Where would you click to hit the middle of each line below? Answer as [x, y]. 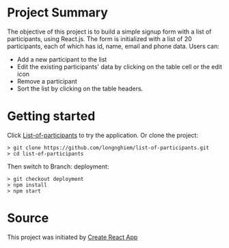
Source [28, 218]
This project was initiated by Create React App [72, 237]
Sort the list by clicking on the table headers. [80, 88]
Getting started [51, 116]
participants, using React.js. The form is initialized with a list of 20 [100, 38]
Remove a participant [47, 81]
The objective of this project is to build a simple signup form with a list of [109, 32]
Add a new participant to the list [62, 59]
